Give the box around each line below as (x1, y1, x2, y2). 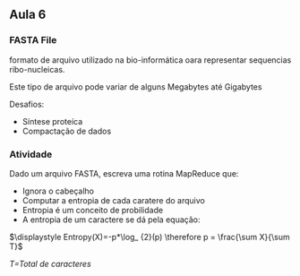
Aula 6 (9, 7, 47, 22)
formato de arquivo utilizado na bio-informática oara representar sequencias (9, 54, 292, 65)
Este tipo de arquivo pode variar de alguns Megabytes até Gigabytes (9, 81, 262, 92)
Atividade (9, 148, 53, 160)
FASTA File (9, 34, 57, 47)
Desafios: (9, 99, 45, 109)
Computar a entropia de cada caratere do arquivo (21, 194, 206, 205)
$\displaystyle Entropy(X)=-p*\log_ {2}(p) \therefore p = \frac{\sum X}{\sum (9, 231, 290, 242)
